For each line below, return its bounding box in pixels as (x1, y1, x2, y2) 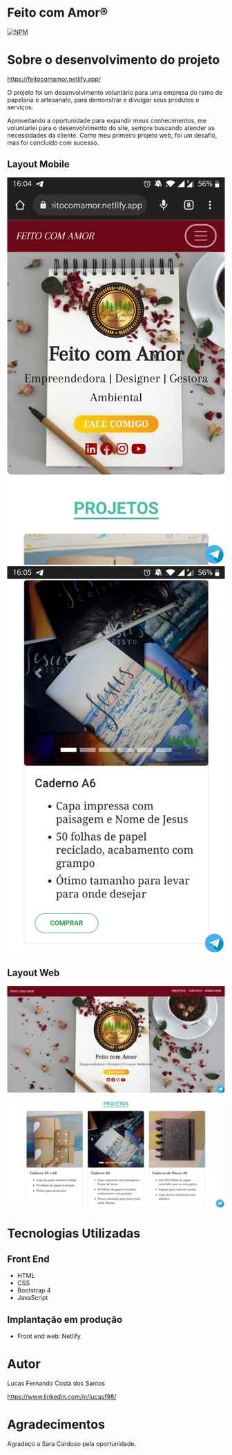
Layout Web (7, 967, 60, 979)
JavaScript (17, 1294, 48, 1302)
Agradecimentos (7, 1417, 106, 1433)
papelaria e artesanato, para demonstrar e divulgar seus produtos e (7, 95, 200, 104)
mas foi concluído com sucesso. (7, 138, 99, 147)
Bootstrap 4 (17, 1286, 51, 1294)
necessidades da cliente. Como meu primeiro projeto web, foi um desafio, (7, 131, 217, 139)
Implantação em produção (7, 1313, 123, 1326)
